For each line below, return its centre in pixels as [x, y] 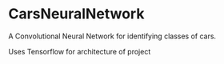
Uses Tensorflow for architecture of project [80, 51]
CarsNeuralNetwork [76, 14]
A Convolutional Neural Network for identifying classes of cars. [112, 36]
